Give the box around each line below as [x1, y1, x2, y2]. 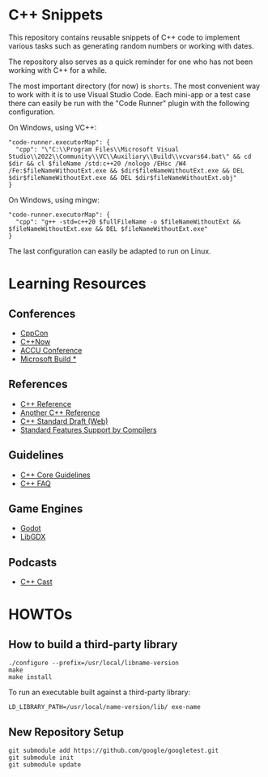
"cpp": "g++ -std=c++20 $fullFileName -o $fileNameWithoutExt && [15, 217, 241, 226]
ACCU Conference [19, 345, 83, 355]
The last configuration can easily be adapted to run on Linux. [8, 245, 212, 256]
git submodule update [8, 761, 82, 769]
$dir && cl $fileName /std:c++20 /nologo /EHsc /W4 [8, 160, 186, 168]
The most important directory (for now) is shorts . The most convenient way [8, 81, 261, 91]
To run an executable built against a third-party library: [8, 687, 191, 698]
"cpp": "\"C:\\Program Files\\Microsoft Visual [15, 145, 180, 153]
